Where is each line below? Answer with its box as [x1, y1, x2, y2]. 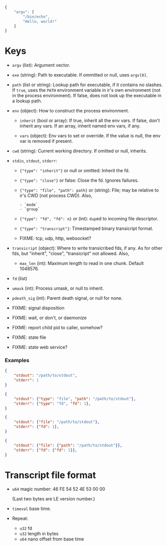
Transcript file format [5, 469, 96, 481]
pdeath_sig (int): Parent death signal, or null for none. [12, 295, 123, 301]
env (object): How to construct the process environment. [12, 108, 130, 114]
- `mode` [19, 203, 38, 208]
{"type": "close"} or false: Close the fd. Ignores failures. [19, 177, 139, 183]
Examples [5, 357, 30, 364]
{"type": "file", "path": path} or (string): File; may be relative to [19, 187, 159, 193]
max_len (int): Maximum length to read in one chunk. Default [19, 260, 144, 266]
